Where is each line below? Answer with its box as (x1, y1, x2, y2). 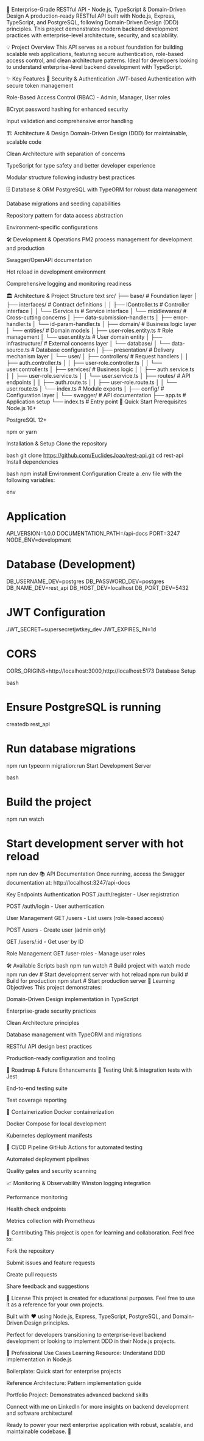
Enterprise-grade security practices (6, 1007, 96, 1014)
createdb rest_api (6, 720, 51, 728)
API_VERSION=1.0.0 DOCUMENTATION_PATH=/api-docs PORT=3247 (6, 529, 180, 537)
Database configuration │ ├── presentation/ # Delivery (35, 346, 175, 353)
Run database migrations (6, 742, 136, 756)
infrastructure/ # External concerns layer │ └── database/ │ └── (6, 340, 171, 347)
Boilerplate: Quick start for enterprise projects (6, 1367, 122, 1375)
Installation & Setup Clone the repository (6, 440, 108, 447)
